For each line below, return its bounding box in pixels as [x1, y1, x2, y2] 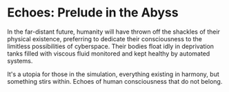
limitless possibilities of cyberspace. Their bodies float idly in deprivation [7, 42, 215, 50]
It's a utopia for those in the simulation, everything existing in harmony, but [7, 70, 219, 78]
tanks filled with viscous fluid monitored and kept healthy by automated [7, 49, 210, 58]
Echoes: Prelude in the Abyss [7, 5, 179, 21]
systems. [7, 56, 33, 65]
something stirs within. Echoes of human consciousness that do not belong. [7, 77, 223, 85]
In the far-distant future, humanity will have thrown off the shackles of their [7, 27, 221, 36]
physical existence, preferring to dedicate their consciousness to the [7, 34, 202, 43]
